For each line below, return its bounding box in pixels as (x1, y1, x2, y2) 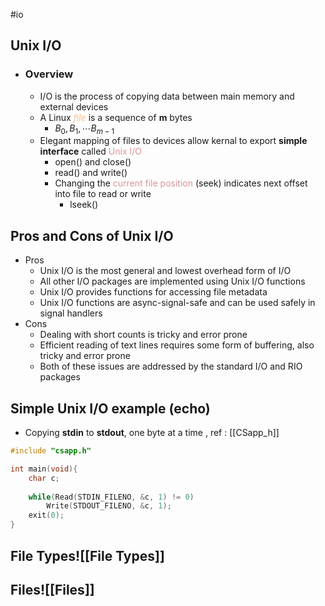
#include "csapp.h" (10, 446, 92, 456)
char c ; (28, 473, 60, 483)
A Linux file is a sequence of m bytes (39, 111, 193, 123)
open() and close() (54, 156, 132, 168)
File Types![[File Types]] (10, 547, 165, 564)
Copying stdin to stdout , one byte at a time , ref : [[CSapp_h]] (24, 427, 280, 439)
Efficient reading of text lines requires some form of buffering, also (39, 339, 315, 351)
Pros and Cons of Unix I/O (10, 227, 174, 244)
